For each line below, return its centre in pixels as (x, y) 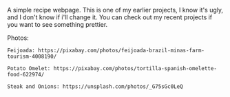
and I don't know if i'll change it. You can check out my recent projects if (110, 17)
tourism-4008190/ (32, 56)
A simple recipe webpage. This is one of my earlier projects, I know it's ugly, (115, 10)
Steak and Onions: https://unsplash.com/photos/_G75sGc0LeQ (95, 87)
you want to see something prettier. (57, 24)
